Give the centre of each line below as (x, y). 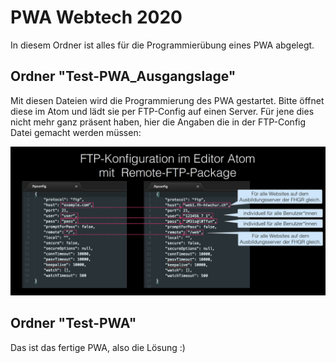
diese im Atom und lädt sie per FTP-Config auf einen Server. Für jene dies (162, 111)
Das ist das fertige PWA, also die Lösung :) (98, 347)
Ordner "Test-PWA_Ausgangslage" (123, 76)
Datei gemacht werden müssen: (76, 132)
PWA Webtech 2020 (96, 17)
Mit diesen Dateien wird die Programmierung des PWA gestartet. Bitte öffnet (167, 100)
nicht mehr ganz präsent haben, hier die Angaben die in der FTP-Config (158, 122)
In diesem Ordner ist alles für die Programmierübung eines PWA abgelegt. (162, 45)
